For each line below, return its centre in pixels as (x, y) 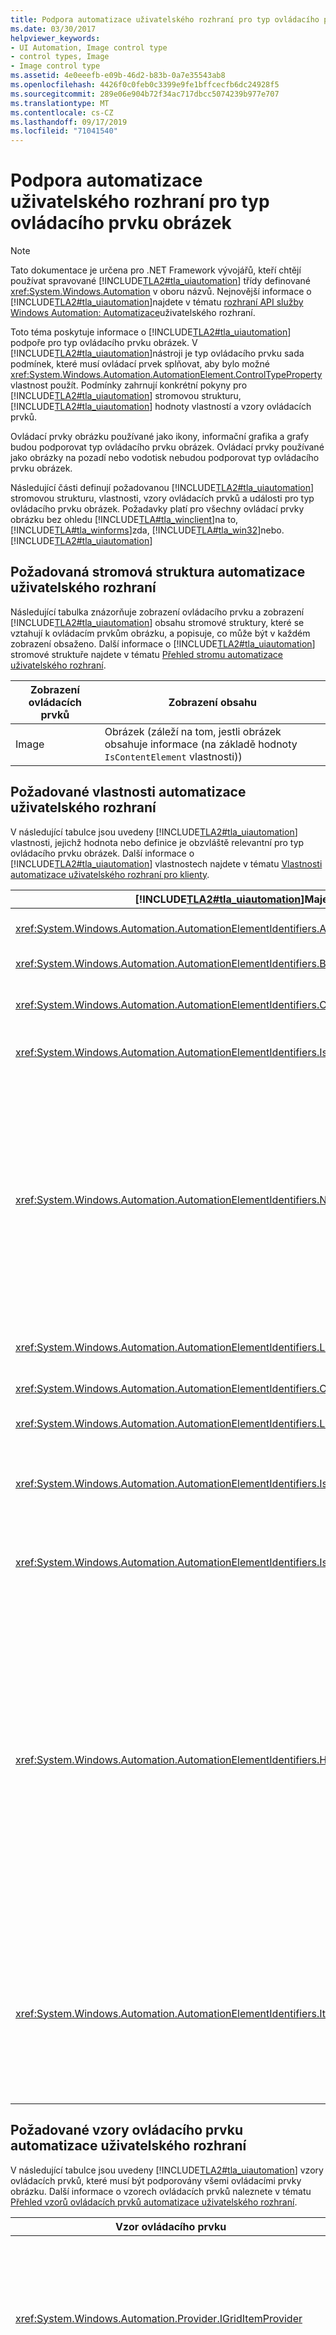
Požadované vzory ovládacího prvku (127, 2130)
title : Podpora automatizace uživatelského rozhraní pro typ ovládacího (165, 19)
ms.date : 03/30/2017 (53, 29)
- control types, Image (60, 57)
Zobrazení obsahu (212, 702)
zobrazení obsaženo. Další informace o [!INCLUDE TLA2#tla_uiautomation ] (163, 643)
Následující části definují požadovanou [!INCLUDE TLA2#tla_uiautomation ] (162, 488)
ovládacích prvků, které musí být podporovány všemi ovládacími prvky (156, 2180)
